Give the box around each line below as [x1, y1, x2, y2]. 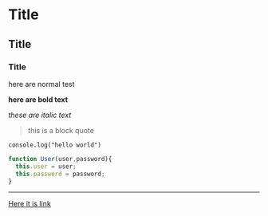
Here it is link [8, 199, 52, 209]
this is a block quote [27, 125, 94, 135]
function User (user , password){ [8, 155, 112, 163]
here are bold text [8, 94, 69, 104]
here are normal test [8, 79, 75, 88]
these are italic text [8, 110, 72, 120]
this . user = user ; [15, 162, 77, 171]
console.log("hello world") [8, 141, 102, 149]
